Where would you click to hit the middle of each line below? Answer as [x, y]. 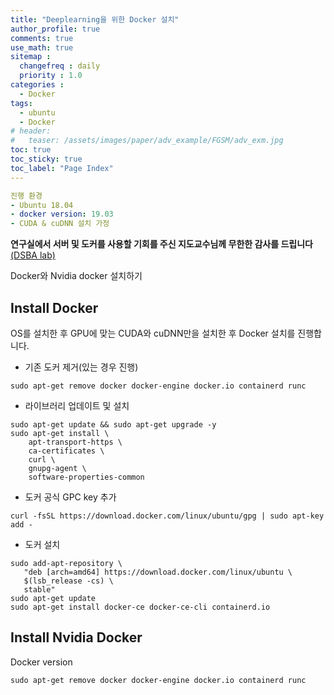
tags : [21, 103]
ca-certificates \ [66, 451]
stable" [39, 589]
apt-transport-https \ [75, 442]
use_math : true [42, 47]
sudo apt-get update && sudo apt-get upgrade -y [113, 424]
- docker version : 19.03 [62, 214]
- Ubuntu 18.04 [42, 205]
